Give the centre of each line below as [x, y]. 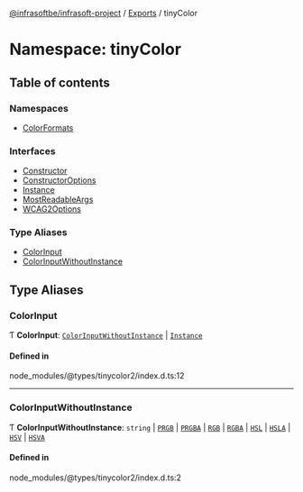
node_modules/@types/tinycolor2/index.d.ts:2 [96, 478]
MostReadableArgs [58, 200]
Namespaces [39, 108]
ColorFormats [48, 128]
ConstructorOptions [59, 180]
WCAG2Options [52, 209]
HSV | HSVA [27, 437]
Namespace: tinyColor [96, 50]
